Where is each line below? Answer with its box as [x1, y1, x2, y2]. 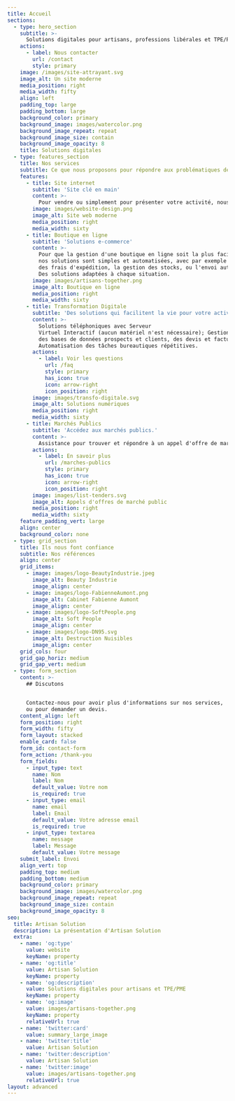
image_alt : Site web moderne [32, 212, 117, 219]
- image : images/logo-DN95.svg [25, 629, 117, 636]
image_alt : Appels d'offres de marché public [32, 498, 168, 505]
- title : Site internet [25, 179, 96, 186]
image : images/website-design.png [32, 206, 133, 213]
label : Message [32, 843, 77, 850]
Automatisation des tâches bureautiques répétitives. [38, 342, 199, 349]
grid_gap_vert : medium [20, 661, 86, 668]
